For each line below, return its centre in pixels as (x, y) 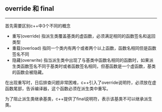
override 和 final (30, 9)
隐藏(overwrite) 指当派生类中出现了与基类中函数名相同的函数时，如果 (81, 60)
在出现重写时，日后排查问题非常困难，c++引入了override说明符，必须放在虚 (81, 82)
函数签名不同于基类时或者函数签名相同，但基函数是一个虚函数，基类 (88, 66)
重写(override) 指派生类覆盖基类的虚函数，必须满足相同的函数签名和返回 (84, 36)
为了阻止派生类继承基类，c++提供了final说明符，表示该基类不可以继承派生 (79, 98)
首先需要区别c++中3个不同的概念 (38, 26)
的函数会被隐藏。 (29, 72)
